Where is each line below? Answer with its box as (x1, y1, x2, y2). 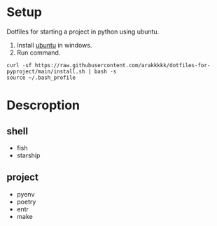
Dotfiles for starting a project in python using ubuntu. (6, 27, 160, 36)
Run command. (16, 48, 61, 57)
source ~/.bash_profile (6, 74, 76, 81)
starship (16, 151, 41, 160)
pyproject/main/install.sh (6, 68, 85, 75)
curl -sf (6, 62, 32, 69)
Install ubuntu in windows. (16, 41, 92, 49)
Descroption (6, 97, 80, 113)
